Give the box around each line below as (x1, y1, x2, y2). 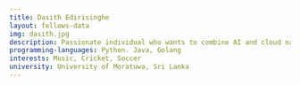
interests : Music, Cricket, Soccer (9, 54, 142, 63)
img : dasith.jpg (9, 29, 70, 38)
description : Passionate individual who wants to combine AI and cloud (9, 37, 281, 47)
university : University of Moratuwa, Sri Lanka (9, 63, 190, 72)
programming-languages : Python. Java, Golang (9, 46, 181, 55)
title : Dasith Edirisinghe (9, 12, 110, 22)
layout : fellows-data (9, 21, 90, 30)
